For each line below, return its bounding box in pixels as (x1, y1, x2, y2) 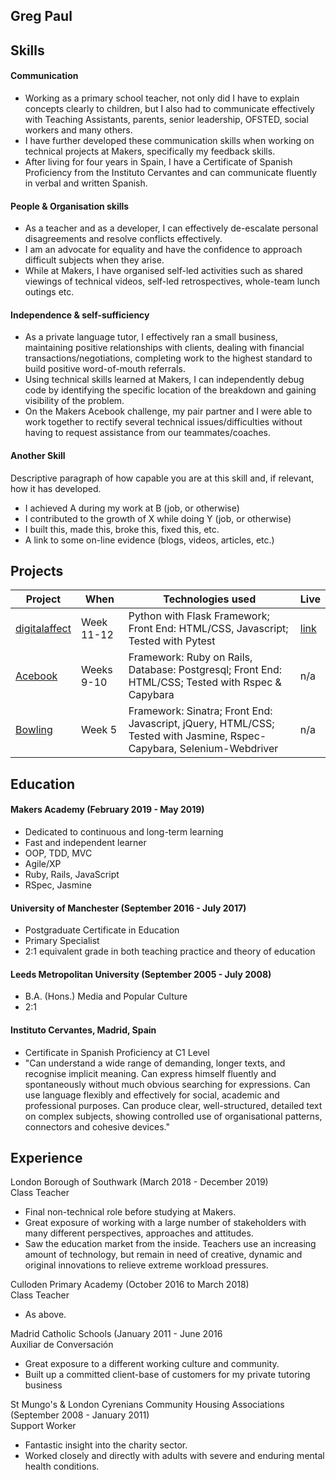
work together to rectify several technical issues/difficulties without (24, 416, 303, 428)
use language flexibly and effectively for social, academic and (24, 1089, 280, 1101)
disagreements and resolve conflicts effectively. (24, 233, 223, 245)
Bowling (15, 723, 53, 737)
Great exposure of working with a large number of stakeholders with (24, 1217, 307, 1229)
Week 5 (80, 723, 118, 737)
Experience (10, 1150, 83, 1166)
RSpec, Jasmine (24, 879, 92, 891)
